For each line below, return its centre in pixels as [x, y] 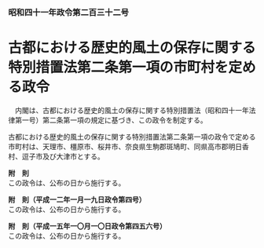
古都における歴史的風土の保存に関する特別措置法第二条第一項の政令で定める [132, 137]
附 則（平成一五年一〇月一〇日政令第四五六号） [87, 226]
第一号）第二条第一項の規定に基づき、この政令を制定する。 [111, 120]
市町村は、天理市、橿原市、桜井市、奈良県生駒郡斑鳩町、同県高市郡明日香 [128, 146]
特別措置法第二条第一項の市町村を [119, 67]
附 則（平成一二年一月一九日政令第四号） [77, 199]
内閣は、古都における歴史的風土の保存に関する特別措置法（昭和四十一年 [132, 110]
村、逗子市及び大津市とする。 [56, 156]
